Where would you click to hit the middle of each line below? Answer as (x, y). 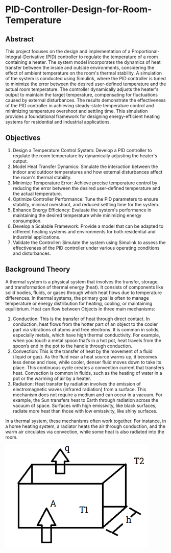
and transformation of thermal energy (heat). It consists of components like (84, 287)
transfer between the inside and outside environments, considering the (80, 68)
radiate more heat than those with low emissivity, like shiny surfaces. (85, 411)
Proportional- (145, 51)
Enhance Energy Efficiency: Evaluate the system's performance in (82, 210)
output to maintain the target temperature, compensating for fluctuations (82, 95)
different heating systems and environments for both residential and (84, 231)
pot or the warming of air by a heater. (52, 378)
